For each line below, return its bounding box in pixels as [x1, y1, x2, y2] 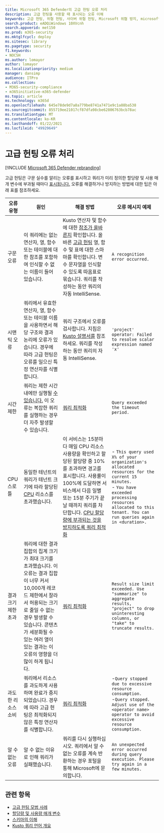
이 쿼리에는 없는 [23, 231, 58, 238]
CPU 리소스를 [23, 491, 54, 498]
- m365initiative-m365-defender [5, 89, 71, 94]
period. [111, 410, 129, 415]
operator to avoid [111, 712, 155, 717]
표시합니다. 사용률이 [62, 473, 106, 480]
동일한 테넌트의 [23, 469, 57, 476]
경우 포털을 [77, 757, 102, 764]
